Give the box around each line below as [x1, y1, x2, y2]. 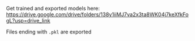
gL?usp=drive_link [6, 17, 51, 24]
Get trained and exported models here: [6, 5, 100, 12]
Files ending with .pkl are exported [6, 28, 92, 35]
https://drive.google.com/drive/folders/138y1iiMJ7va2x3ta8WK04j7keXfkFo [6, 11, 189, 18]
